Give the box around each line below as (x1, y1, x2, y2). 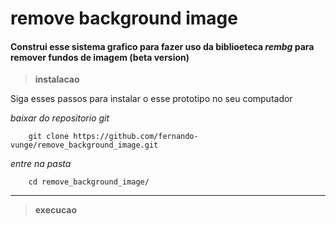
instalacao (34, 73, 80, 86)
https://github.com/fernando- (73, 132, 199, 142)
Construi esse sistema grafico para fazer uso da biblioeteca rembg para (10, 40, 315, 52)
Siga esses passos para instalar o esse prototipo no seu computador (10, 93, 293, 105)
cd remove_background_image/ (28, 177, 150, 187)
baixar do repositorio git (10, 112, 110, 124)
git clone (28, 132, 70, 142)
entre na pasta (10, 158, 72, 170)
